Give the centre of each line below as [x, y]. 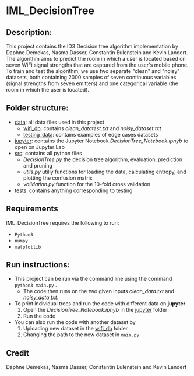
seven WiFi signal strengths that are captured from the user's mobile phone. [97, 65]
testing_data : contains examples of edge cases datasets [91, 134]
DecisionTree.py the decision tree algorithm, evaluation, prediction [103, 159]
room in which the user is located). [47, 90]
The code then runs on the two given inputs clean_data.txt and [99, 291]
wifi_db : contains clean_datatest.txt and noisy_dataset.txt [92, 128]
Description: [29, 32]
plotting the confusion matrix [58, 178]
